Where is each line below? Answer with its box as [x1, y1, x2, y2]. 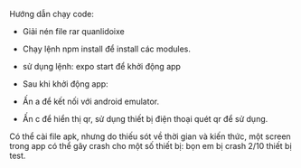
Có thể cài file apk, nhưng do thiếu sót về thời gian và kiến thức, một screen [9, 131, 291, 142]
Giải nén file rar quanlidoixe [22, 26, 125, 36]
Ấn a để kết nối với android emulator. [22, 96, 160, 107]
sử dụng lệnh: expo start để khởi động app [22, 61, 181, 71]
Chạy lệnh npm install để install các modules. [22, 43, 192, 54]
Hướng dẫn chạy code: [9, 9, 95, 19]
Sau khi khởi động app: [22, 79, 108, 89]
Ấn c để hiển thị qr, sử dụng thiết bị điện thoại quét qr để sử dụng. [22, 114, 268, 124]
